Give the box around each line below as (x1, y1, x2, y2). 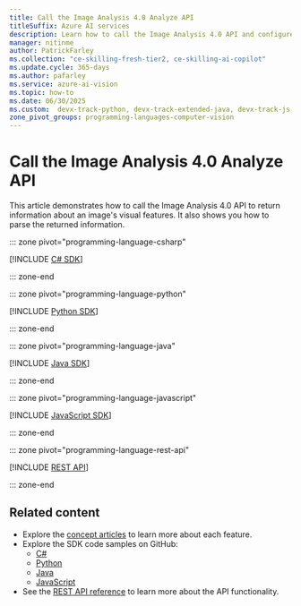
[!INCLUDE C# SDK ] (9, 254, 83, 265)
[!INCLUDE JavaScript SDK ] (9, 410, 112, 421)
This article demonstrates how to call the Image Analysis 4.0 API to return (9, 201, 280, 211)
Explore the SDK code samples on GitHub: (21, 538, 179, 549)
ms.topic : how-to (9, 88, 74, 97)
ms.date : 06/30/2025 (9, 96, 87, 106)
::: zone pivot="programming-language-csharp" (9, 236, 186, 247)
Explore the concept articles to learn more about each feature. (21, 529, 253, 540)
